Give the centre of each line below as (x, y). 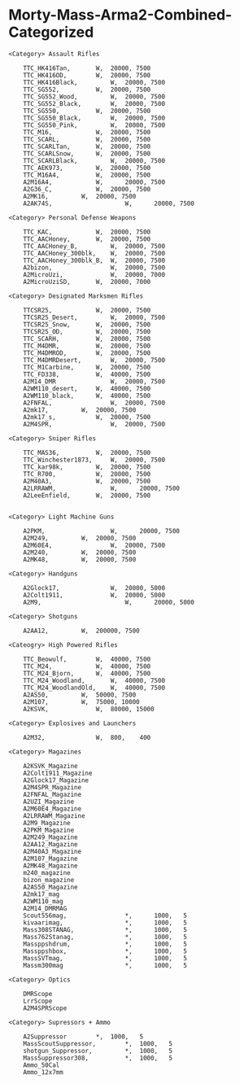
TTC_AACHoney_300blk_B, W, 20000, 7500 (94, 260)
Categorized (51, 32)
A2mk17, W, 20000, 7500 (80, 410)
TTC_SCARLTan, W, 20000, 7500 (87, 146)
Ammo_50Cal (41, 1065)
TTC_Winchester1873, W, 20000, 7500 (94, 460)
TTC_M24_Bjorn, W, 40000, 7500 (87, 673)
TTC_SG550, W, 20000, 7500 (87, 111)
